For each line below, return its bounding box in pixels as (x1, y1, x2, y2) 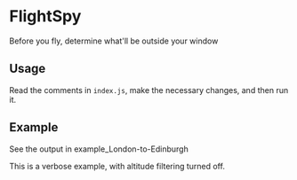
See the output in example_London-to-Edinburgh (9, 144, 189, 154)
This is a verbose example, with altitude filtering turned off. (9, 160, 225, 171)
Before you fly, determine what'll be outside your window (9, 35, 219, 46)
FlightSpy (9, 6, 82, 27)
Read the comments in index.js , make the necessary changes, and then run (9, 84, 289, 95)
